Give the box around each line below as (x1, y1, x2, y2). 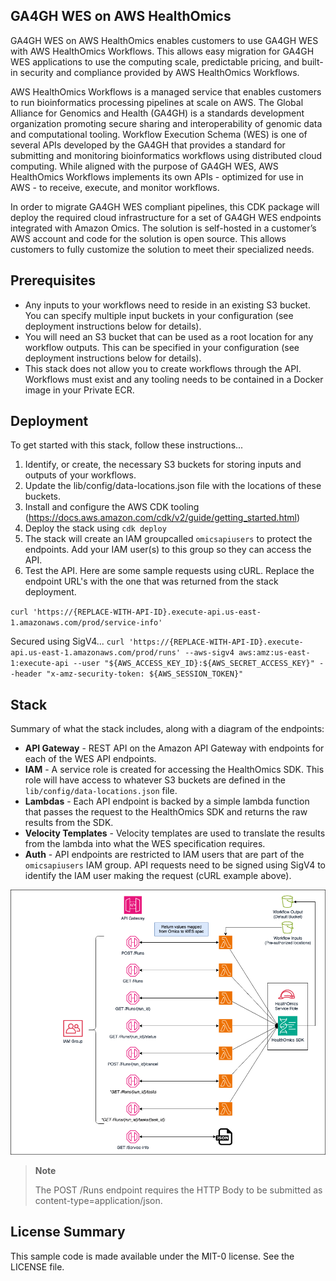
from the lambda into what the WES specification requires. (24, 838, 266, 850)
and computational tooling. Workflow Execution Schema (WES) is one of (10, 128, 308, 140)
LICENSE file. (10, 1260, 65, 1273)
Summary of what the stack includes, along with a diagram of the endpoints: (10, 723, 325, 735)
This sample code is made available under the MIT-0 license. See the (10, 1250, 295, 1262)
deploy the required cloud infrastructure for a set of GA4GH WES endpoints (10, 211, 322, 223)
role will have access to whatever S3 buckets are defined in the (24, 774, 286, 786)
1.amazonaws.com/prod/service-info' (10, 618, 163, 628)
